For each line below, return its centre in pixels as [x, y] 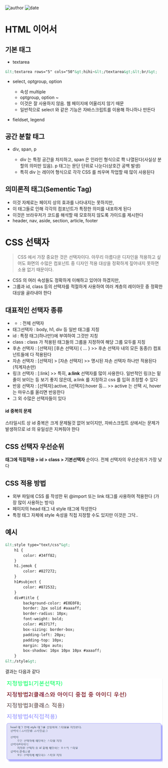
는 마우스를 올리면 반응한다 [38, 392]
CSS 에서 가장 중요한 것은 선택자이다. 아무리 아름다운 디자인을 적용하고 [86, 257]
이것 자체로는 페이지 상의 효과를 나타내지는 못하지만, [63, 202]
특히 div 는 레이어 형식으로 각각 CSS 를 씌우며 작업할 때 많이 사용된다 [87, 172]
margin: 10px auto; [43, 645]
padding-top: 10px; [43, 640]
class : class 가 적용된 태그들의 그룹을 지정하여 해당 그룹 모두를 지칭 [79, 342]
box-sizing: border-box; [49, 630]
